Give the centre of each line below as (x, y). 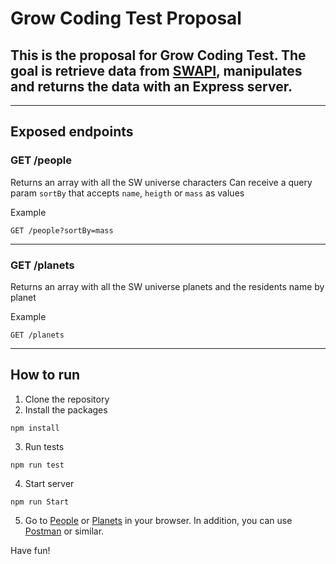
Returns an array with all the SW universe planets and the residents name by (167, 286)
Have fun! (30, 550)
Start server (49, 483)
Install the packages (66, 409)
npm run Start (40, 502)
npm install (35, 428)
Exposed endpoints (72, 132)
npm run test (37, 465)
